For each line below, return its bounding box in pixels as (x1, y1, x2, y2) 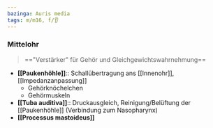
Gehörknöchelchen (27, 83, 84, 92)
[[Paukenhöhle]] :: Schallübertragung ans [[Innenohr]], (17, 69, 175, 77)
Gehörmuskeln (27, 91, 71, 99)
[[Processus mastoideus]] (17, 113, 95, 122)
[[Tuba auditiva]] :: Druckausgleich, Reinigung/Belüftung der (17, 98, 191, 106)
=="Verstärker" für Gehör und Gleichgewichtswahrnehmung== (24, 55, 206, 63)
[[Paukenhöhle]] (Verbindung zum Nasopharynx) (17, 106, 159, 114)
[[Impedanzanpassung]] (17, 76, 87, 84)
